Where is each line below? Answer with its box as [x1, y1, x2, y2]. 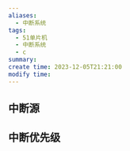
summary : [8, 56, 37, 64]
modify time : [8, 70, 52, 78]
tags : [8, 26, 26, 34]
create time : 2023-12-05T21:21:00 [8, 63, 123, 71]
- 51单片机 [15, 33, 48, 42]
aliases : [8, 11, 37, 20]
